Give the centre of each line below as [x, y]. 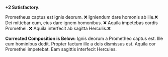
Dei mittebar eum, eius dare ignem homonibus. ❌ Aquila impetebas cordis [81, 23]
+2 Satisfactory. [23, 7]
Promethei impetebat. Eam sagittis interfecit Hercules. [61, 49]
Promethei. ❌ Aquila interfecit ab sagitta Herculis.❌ [58, 28]
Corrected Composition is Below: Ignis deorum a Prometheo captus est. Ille [84, 38]
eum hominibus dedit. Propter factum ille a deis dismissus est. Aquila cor [80, 44]
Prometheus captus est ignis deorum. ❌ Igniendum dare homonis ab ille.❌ [82, 17]
